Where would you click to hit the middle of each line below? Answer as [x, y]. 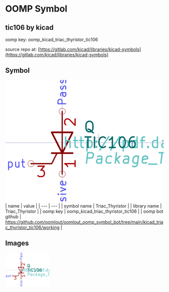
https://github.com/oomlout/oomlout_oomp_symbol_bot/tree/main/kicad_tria [84, 222]
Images [17, 243]
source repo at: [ [22, 49]
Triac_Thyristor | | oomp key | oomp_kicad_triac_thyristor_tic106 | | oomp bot [84, 211]
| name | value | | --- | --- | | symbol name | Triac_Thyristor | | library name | [83, 206]
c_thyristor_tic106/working [32, 227]
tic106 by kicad [29, 28]
